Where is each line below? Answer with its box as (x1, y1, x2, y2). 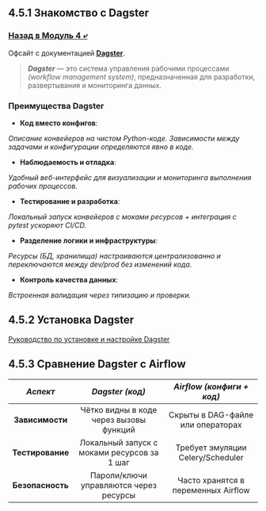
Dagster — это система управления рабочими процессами (27, 63, 230, 73)
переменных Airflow (172, 484, 251, 495)
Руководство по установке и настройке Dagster (8, 334, 170, 344)
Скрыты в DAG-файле (169, 409, 254, 420)
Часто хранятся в (177, 474, 245, 486)
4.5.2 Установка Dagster (8, 313, 135, 327)
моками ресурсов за (78, 447, 159, 458)
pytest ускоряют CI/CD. (8, 220, 87, 229)
